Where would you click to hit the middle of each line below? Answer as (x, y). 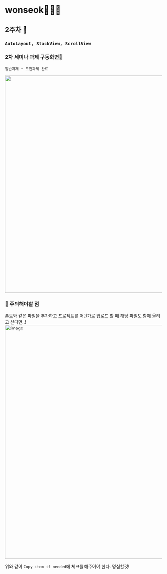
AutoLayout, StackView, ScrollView (48, 43)
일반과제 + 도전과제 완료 (27, 69)
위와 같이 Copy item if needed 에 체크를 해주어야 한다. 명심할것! (67, 567)
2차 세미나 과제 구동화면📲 (34, 57)
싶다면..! (18, 322)
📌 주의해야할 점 (22, 304)
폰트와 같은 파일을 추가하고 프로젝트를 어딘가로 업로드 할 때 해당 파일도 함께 (78, 316)
